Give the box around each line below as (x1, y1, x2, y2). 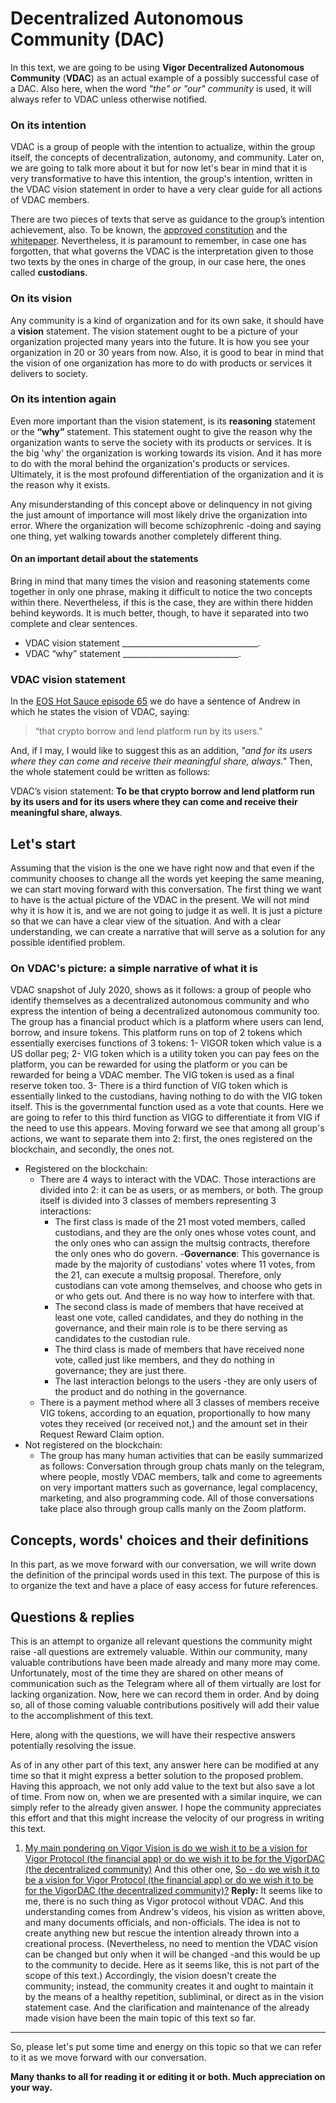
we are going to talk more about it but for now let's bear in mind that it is (10, 162, 308, 174)
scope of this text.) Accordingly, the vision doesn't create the (24, 1970, 277, 1982)
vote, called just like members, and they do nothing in (54, 1354, 275, 1366)
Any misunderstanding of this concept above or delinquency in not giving (10, 498, 313, 510)
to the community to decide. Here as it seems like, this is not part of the (24, 1959, 320, 1971)
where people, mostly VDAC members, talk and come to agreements (39, 1471, 323, 1483)
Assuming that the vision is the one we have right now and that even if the (10, 862, 315, 874)
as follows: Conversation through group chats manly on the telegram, (39, 1460, 325, 1472)
